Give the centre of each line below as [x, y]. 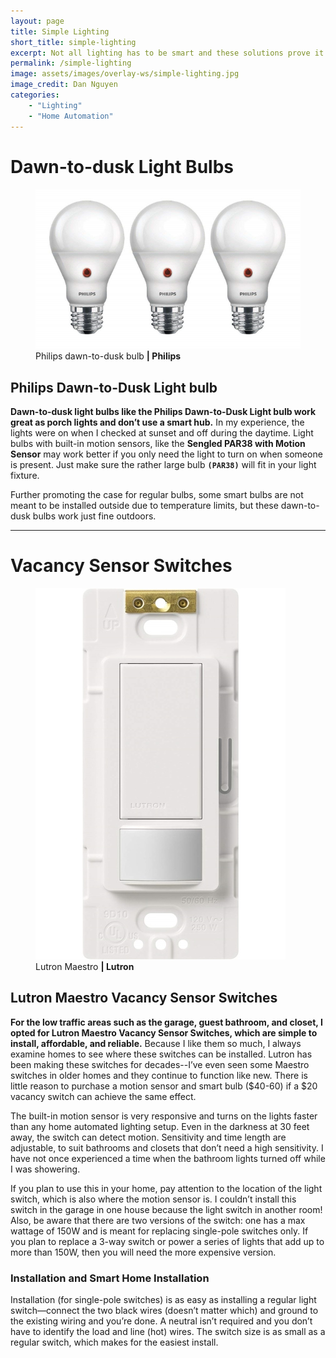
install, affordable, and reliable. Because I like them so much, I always [156, 1043]
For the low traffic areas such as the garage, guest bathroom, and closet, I [166, 1022]
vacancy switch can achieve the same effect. [103, 1096]
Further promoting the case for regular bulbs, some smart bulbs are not [157, 495]
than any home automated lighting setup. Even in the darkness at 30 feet [160, 1126]
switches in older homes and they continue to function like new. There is [159, 1075]
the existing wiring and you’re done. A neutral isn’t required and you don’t [161, 1321]
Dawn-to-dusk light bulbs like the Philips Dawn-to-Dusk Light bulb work [163, 412]
